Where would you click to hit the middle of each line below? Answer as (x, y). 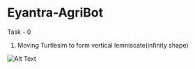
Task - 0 (19, 32)
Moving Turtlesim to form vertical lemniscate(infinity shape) (103, 45)
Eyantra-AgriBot (55, 13)
